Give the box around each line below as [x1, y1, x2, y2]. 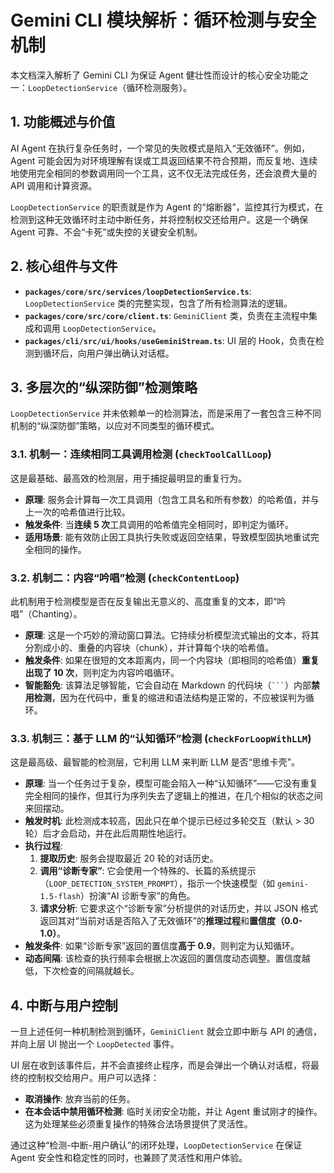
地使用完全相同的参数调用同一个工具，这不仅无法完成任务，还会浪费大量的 [10, 167, 317, 179]
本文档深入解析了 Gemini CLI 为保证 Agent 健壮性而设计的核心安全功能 [10, 69, 300, 81]
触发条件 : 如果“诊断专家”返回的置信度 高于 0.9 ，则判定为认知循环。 [24, 940, 300, 952]
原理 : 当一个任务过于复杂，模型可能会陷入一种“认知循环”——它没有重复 [24, 777, 319, 790]
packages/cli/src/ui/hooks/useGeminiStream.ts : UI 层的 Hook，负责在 [24, 334, 316, 346]
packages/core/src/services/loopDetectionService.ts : [24, 285, 252, 297]
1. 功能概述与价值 [10, 114, 116, 131]
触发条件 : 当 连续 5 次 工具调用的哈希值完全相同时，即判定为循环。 [24, 518, 295, 530]
